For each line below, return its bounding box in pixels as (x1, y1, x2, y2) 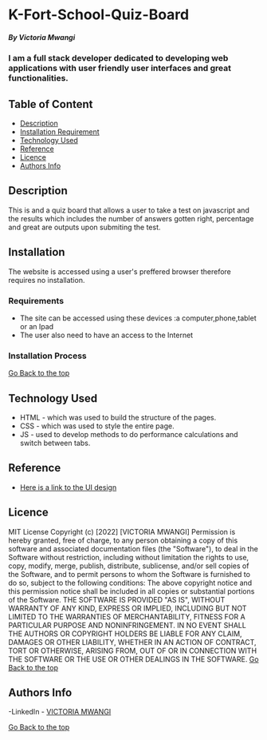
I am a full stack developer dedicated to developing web (8, 53, 229, 64)
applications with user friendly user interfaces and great (8, 62, 232, 74)
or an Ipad (19, 321, 54, 331)
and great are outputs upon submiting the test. (8, 222, 161, 232)
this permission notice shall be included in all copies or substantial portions (8, 586, 255, 596)
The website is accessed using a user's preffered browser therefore (8, 266, 231, 277)
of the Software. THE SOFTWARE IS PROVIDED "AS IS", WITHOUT (8, 595, 226, 604)
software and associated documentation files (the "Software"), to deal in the (8, 543, 259, 553)
